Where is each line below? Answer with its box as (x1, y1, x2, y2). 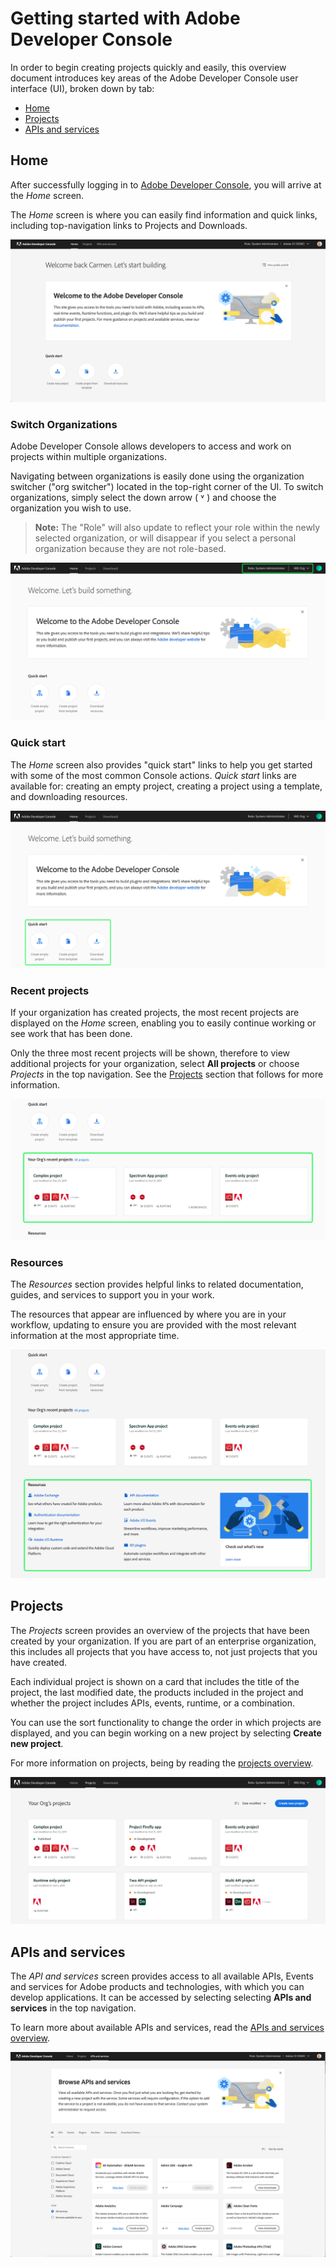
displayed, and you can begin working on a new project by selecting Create (10, 1727, 322, 1739)
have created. (10, 1656, 68, 1668)
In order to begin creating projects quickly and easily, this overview (10, 61, 287, 73)
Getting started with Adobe (10, 7, 241, 30)
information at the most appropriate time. (10, 1330, 180, 1342)
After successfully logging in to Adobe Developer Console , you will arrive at (10, 178, 322, 191)
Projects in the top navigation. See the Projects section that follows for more (10, 1068, 324, 1081)
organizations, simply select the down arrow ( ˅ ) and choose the (10, 491, 277, 503)
